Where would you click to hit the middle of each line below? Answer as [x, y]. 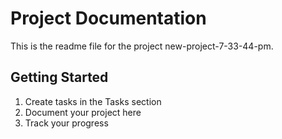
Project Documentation [108, 18]
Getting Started [59, 77]
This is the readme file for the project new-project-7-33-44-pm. [142, 46]
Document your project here [83, 112]
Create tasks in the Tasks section [93, 101]
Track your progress [66, 123]
